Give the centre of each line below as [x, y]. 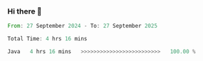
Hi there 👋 [25, 11]
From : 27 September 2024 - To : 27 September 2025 [83, 26]
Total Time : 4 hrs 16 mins [47, 39]
